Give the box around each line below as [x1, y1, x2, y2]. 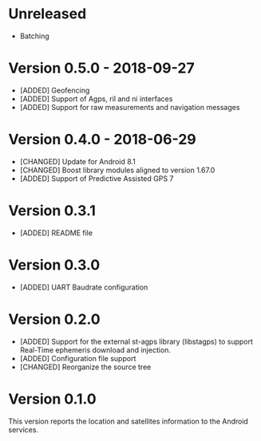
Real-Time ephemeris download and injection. [19, 345, 172, 355]
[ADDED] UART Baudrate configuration [19, 282, 148, 292]
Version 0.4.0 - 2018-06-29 [8, 131, 197, 148]
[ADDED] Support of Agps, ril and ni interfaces [19, 93, 173, 104]
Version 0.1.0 [8, 390, 97, 408]
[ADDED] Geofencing [19, 85, 90, 95]
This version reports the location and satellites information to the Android [8, 416, 249, 426]
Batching [19, 31, 49, 41]
